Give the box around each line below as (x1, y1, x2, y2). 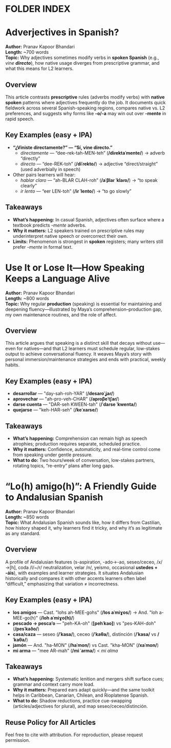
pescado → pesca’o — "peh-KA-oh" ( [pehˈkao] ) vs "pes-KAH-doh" (12, 620, 156, 626)
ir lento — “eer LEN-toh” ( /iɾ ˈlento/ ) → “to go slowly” (20, 188, 132, 194)
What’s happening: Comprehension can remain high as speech (12, 435, 147, 441)
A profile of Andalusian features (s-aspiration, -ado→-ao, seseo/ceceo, (5, 558, 156, 565)
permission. (5, 737, 30, 743)
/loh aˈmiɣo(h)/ (40, 614, 73, 621)
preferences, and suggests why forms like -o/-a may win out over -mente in (5, 110, 166, 116)
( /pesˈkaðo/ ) (12, 625, 39, 632)
